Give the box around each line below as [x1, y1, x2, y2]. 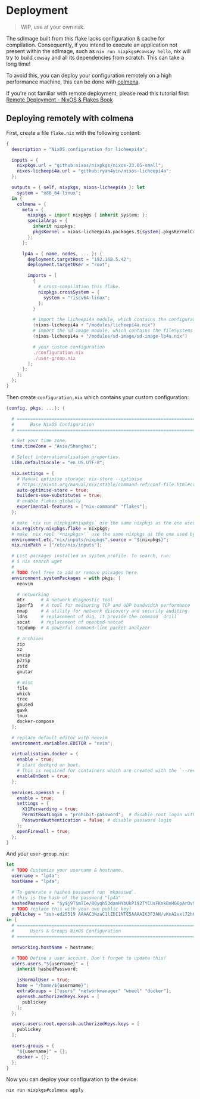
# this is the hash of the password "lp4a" [11, 894, 121, 901]
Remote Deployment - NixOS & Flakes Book [6, 96, 113, 103]
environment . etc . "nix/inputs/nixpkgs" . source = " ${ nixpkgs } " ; [11, 536, 169, 543]
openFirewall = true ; [17, 828, 70, 834]
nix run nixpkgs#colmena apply [6, 1087, 84, 1094]
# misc [17, 680, 33, 686]
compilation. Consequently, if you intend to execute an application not [6, 41, 177, 48]
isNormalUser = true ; [17, 977, 70, 983]
